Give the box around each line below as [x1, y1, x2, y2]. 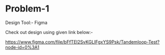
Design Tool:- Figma [5, 19, 48, 25]
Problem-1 [5, 3, 50, 14]
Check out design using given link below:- [5, 29, 93, 35]
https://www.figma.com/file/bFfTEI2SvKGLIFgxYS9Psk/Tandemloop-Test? [5, 38, 160, 45]
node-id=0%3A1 [5, 44, 39, 50]
